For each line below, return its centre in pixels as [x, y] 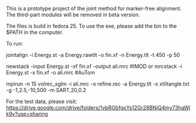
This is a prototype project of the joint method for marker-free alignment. [94, 8]
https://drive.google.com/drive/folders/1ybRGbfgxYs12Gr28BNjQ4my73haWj [98, 107]
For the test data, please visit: [42, 101]
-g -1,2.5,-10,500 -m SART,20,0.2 [46, 90]
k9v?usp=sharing [27, 114]
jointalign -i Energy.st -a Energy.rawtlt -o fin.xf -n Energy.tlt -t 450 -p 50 [93, 55]
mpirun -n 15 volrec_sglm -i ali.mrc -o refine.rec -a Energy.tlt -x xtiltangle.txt [98, 84]
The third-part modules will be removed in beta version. [73, 15]
